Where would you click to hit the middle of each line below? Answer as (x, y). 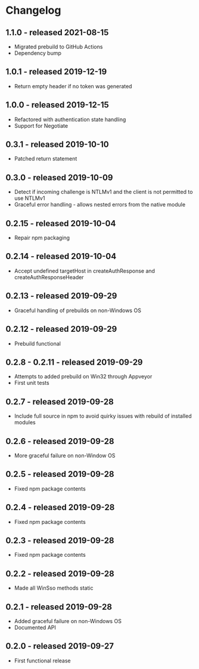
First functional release (42, 661)
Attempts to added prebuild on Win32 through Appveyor (83, 377)
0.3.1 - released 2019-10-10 (57, 145)
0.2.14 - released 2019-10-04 (61, 256)
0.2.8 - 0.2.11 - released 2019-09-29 (74, 362)
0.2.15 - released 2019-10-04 (61, 223)
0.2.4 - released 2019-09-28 (60, 508)
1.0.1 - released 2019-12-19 (56, 72)
